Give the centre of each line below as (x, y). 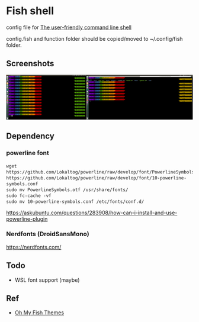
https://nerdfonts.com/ (34, 247)
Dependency (30, 136)
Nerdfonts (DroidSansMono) (48, 234)
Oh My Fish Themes (39, 313)
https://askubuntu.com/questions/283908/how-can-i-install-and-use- (92, 212)
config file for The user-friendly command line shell (69, 27)
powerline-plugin (27, 219)
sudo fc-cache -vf (29, 196)
